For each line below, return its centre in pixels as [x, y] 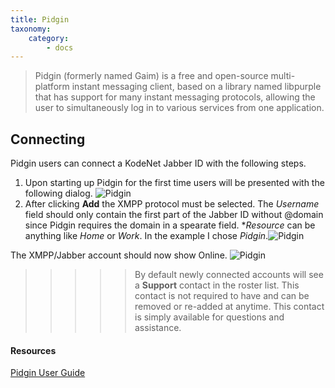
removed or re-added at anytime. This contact [229, 307]
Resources [33, 350]
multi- [283, 76]
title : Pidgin [40, 19]
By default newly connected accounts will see [229, 275]
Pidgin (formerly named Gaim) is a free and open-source [151, 76]
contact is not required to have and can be [222, 296]
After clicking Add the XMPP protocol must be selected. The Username [172, 204]
